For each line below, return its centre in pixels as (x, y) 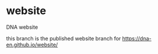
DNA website (22, 27)
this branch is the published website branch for (64, 38)
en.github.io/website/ (32, 45)
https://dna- (137, 38)
